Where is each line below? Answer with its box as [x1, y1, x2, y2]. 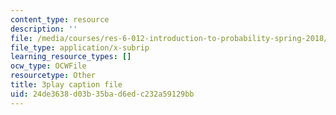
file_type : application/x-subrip [10, 42, 150, 53]
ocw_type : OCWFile [10, 61, 87, 71]
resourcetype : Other [10, 71, 97, 81]
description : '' [10, 24, 78, 34]
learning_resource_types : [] [10, 52, 132, 62]
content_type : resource [10, 14, 110, 25]
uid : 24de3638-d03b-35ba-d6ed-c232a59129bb [10, 89, 195, 99]
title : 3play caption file [10, 80, 123, 90]
